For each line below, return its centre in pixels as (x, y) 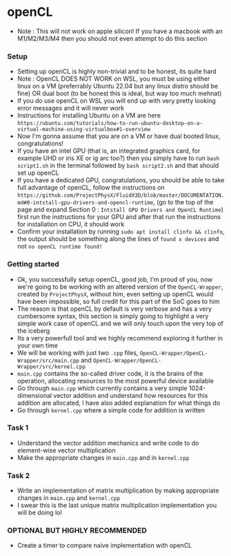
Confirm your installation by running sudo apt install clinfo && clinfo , (121, 231)
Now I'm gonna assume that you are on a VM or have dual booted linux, (119, 136)
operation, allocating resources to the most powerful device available (115, 381)
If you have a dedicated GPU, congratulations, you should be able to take (121, 180)
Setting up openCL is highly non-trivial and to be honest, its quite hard (117, 71)
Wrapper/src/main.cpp (48, 361)
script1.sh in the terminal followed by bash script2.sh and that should (118, 166)
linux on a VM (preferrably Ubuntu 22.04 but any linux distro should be (118, 86)
